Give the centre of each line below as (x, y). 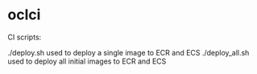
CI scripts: (25, 37)
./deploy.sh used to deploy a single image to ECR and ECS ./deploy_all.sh (128, 52)
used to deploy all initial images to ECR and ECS (87, 61)
